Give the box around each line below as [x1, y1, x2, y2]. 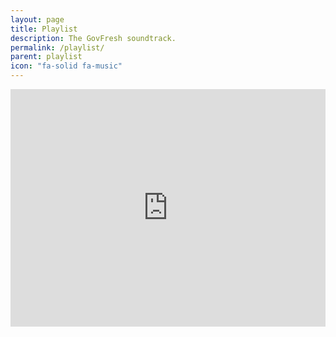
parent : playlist [10, 52, 83, 62]
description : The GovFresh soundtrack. [10, 33, 177, 43]
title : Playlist [10, 24, 78, 34]
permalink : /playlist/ [10, 42, 105, 53]
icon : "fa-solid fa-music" [10, 61, 123, 71]
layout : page [10, 14, 65, 25]
